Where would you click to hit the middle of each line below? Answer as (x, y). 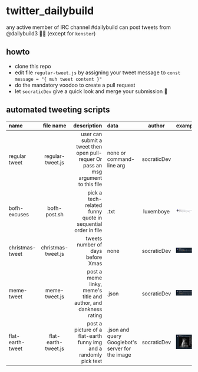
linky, (96, 284)
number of (89, 244)
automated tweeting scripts (58, 110)
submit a (92, 140)
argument (90, 178)
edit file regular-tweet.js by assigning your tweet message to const (98, 73)
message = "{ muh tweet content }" (58, 79)
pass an (93, 166)
